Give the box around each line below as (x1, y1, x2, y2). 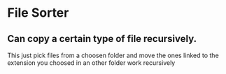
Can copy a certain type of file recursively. (7, 33, 197, 45)
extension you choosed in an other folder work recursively (7, 59, 176, 67)
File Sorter (7, 5, 69, 21)
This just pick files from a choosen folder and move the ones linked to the (7, 51, 219, 59)
